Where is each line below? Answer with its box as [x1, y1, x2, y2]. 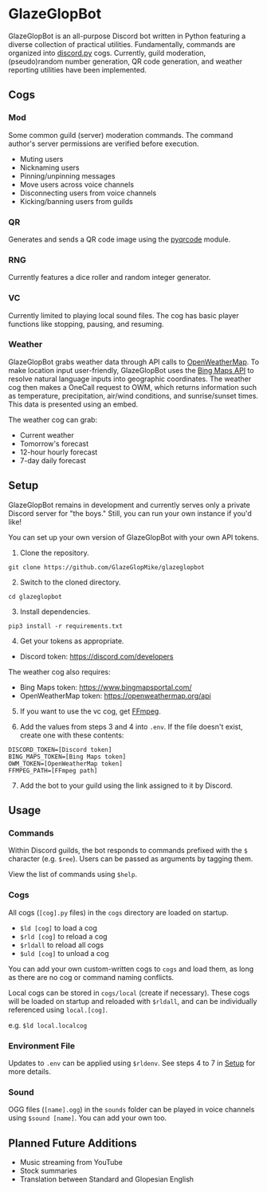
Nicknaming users [19, 163, 80, 172]
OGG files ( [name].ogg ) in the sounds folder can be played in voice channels [8, 1105, 255, 1115]
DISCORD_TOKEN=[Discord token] [8, 745, 112, 753]
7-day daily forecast [19, 455, 86, 465]
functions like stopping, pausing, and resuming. [8, 319, 165, 328]
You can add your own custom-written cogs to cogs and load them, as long [8, 964, 254, 974]
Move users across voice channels [19, 179, 134, 189]
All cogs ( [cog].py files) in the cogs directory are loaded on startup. [8, 907, 229, 917]
